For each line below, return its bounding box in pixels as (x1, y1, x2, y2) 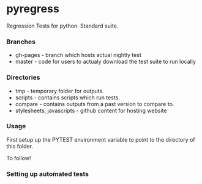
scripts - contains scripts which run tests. (15, 94, 121, 101)
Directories (6, 73, 40, 82)
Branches (6, 37, 36, 46)
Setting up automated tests (6, 169, 89, 178)
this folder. (6, 142, 34, 150)
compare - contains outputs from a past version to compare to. (15, 100, 174, 107)
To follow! (6, 154, 31, 161)
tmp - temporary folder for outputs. (15, 87, 104, 94)
